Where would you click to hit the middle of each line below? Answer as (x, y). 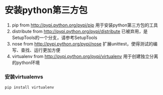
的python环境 (26, 62)
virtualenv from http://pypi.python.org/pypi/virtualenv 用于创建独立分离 (85, 56)
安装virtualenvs (24, 76)
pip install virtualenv (29, 87)
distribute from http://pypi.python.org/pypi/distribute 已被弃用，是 (80, 31)
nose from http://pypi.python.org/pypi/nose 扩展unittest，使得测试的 (82, 43)
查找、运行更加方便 (40, 50)
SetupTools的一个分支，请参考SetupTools (54, 37)
